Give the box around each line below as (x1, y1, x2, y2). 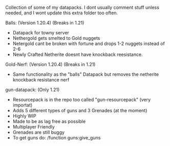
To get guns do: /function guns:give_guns (12, 135, 101, 140)
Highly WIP (12, 113, 37, 119)
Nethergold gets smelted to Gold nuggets (12, 35, 100, 41)
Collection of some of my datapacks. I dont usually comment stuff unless (5, 5, 160, 10)
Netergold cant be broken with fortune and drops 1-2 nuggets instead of (12, 40, 165, 47)
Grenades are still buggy (12, 129, 65, 135)
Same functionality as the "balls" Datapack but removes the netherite (12, 71, 159, 77)
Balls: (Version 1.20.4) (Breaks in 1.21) (5, 20, 84, 26)
